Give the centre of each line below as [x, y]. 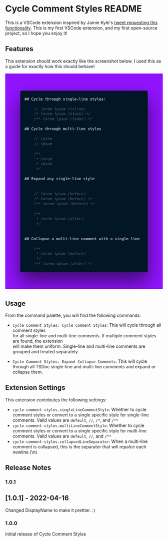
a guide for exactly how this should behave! [50, 66]
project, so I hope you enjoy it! [36, 33]
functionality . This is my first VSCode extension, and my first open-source [81, 28]
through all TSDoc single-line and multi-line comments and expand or [84, 366]
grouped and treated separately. [45, 351]
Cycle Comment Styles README [73, 9]
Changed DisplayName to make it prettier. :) [50, 510]
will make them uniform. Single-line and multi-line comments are [79, 346]
